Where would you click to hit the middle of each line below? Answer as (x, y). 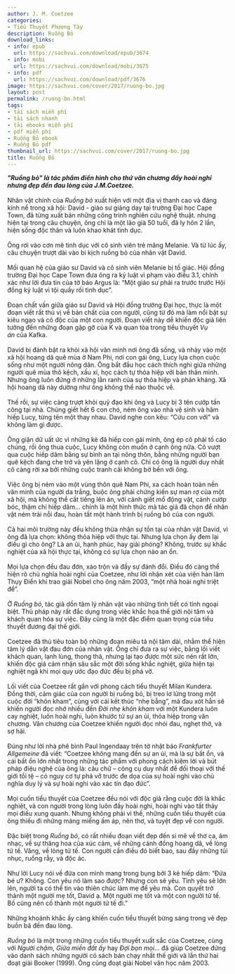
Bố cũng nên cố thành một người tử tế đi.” (68, 903)
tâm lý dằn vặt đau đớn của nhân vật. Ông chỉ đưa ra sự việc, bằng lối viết (114, 649)
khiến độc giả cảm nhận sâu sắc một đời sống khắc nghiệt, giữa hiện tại (111, 664)
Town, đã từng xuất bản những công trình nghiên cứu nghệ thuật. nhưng (112, 215)
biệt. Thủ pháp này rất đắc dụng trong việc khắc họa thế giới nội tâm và (110, 611)
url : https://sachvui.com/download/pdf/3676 (80, 79)
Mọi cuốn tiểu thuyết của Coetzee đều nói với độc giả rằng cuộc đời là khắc (116, 798)
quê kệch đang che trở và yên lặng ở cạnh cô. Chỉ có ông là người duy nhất (116, 462)
